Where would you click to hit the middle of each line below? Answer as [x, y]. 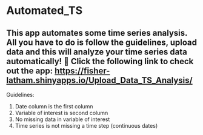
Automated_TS [45, 11]
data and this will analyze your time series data [97, 52]
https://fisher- [82, 71]
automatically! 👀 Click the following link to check [100, 61]
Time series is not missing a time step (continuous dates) [86, 126]
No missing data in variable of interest [62, 119]
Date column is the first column [54, 106]
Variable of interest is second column [62, 113]
